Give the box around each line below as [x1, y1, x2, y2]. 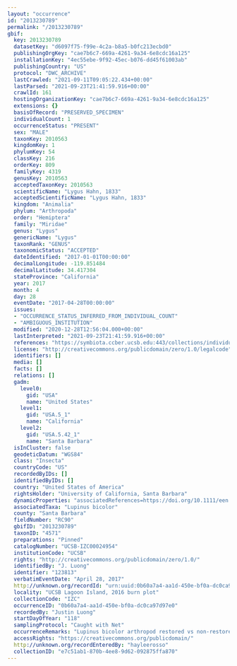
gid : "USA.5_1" [25, 411, 71, 419]
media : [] [13, 358, 42, 366]
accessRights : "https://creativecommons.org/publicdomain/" [13, 635, 194, 642]
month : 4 [13, 286, 39, 293]
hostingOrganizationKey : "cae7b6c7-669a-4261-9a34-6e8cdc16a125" [13, 96, 210, 103]
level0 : [20, 385, 42, 392]
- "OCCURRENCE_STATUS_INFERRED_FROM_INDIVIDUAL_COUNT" [13, 312, 178, 320]
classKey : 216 [13, 155, 55, 163]
